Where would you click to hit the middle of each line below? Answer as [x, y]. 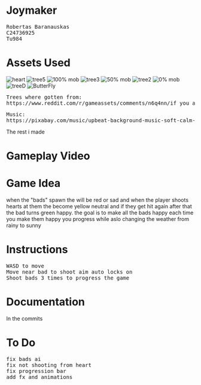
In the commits [25, 319]
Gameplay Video [48, 156]
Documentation [46, 302]
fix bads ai [24, 359]
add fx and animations [39, 377]
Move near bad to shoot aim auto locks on [69, 272]
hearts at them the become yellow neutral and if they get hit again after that [99, 206]
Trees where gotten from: [44, 97]
